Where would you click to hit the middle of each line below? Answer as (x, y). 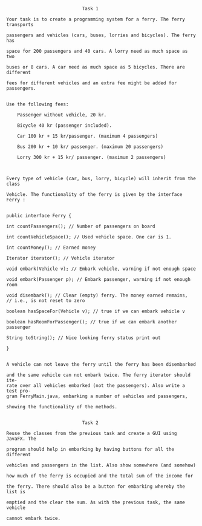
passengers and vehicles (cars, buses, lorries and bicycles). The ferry (101, 35)
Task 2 (90, 423)
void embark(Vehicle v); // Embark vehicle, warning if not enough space (101, 269)
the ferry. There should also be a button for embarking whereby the (96, 487)
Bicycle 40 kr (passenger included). (65, 126)
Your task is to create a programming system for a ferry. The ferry (96, 19)
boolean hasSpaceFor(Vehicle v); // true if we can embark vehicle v (96, 311)
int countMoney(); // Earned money (51, 248)
